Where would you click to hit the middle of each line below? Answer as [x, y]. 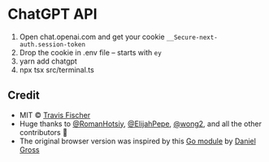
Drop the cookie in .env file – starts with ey [90, 52]
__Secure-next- [192, 37]
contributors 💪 [43, 132]
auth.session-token [52, 44]
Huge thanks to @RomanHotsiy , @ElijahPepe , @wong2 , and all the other [140, 124]
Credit [24, 96]
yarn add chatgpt [48, 61]
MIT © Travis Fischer [55, 115]
